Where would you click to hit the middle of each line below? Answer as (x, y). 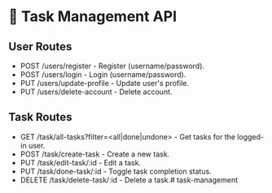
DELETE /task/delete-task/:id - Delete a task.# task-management (129, 180)
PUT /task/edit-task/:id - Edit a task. (80, 162)
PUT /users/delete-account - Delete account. (96, 92)
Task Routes (40, 117)
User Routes (40, 47)
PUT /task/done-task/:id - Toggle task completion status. (116, 171)
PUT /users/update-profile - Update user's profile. (105, 83)
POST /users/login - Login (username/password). (103, 75)
